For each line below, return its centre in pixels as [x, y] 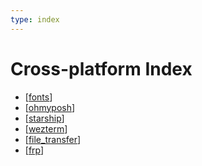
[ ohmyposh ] [50, 107]
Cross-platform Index [101, 68]
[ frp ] [34, 150]
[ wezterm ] [46, 128]
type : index [35, 19]
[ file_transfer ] [53, 139]
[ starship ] [44, 118]
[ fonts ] [38, 97]
